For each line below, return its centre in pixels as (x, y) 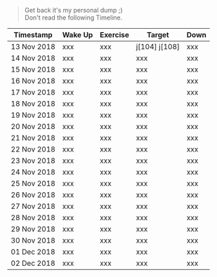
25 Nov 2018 (33, 183)
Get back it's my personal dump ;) (73, 10)
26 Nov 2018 (33, 195)
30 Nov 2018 (33, 240)
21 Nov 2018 (33, 138)
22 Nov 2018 (33, 149)
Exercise (114, 35)
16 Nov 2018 (33, 81)
